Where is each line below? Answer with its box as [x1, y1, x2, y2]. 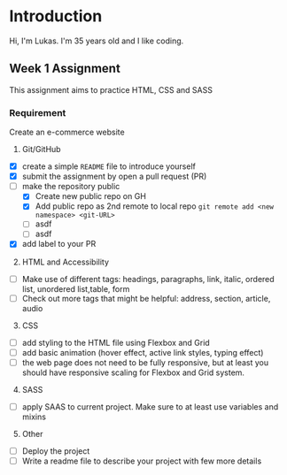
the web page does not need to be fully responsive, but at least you [21, 356, 268, 368]
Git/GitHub [21, 144, 61, 155]
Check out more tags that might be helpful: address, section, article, [21, 293, 271, 303]
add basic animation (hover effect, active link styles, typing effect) [21, 347, 264, 357]
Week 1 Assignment [9, 61, 121, 76]
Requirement [9, 106, 66, 119]
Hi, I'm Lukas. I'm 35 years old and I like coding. [9, 35, 184, 46]
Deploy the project [21, 445, 90, 456]
